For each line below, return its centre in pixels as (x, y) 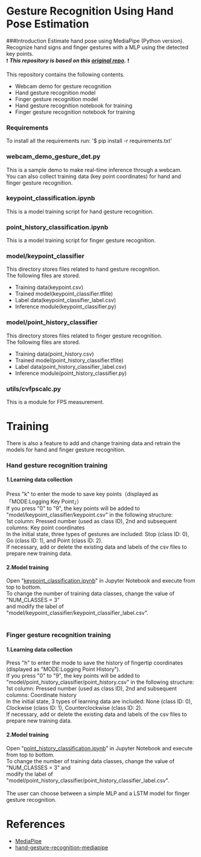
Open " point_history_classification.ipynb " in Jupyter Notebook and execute (100, 748)
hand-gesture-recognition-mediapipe (62, 847)
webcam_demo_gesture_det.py (53, 157)
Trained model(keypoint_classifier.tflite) (64, 294)
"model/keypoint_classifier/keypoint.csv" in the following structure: (90, 515)
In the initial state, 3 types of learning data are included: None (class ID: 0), (99, 701)
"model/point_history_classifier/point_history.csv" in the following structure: (100, 682)
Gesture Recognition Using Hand (90, 11)
